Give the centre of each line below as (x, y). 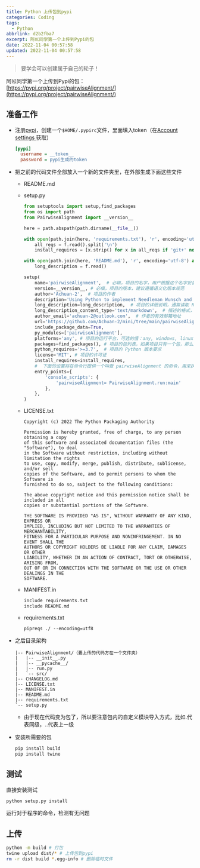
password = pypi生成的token (54, 160)
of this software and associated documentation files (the (99, 443)
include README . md (46, 606)
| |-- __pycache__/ (41, 663)
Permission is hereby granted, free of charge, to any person (102, 433)
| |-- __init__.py (40, 658)
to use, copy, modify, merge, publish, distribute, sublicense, (105, 464)
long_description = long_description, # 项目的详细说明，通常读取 (112, 305)
